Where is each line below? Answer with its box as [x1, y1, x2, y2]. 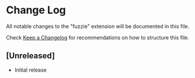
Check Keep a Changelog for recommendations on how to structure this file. [6, 34, 190, 41]
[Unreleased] [6, 51, 55, 61]
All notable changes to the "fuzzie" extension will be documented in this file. [6, 23, 190, 30]
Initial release [14, 66, 47, 73]
